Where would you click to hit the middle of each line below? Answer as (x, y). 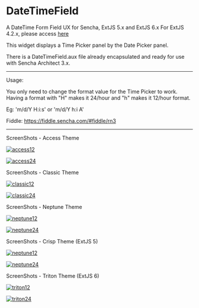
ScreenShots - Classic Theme (42, 172)
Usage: (15, 80)
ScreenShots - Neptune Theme (44, 207)
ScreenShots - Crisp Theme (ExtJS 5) (52, 241)
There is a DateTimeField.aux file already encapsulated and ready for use (95, 56)
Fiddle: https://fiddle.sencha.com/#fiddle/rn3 (61, 120)
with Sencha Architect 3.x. (38, 63)
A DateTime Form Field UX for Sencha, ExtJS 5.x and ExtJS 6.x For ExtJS (95, 27)
